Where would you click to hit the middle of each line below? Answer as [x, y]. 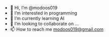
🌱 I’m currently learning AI [37, 18]
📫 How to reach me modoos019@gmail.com [57, 29]
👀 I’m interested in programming [44, 13]
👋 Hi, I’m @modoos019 [34, 8]
